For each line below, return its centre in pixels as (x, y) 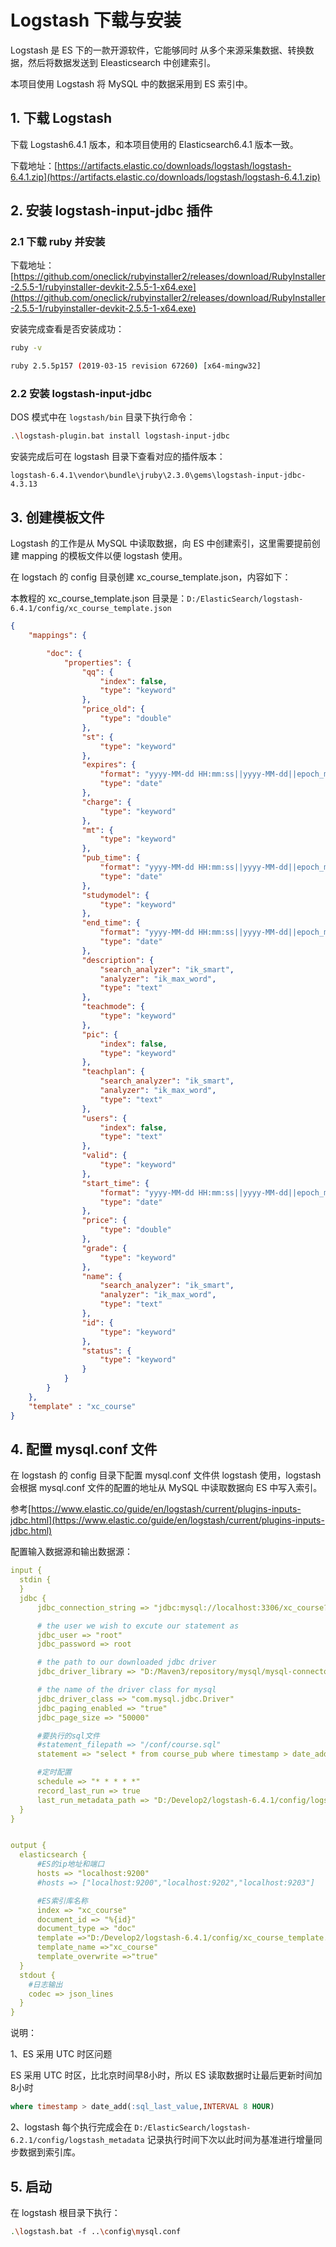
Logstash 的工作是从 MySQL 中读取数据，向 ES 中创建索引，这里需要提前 (161, 543)
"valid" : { (104, 1156)
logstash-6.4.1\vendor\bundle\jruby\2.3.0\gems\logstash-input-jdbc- (158, 476)
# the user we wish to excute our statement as (138, 1626)
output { (28, 1846)
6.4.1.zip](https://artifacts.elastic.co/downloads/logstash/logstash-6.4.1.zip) (165, 177)
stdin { (35, 1580)
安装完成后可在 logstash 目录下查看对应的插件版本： (118, 457)
